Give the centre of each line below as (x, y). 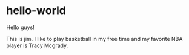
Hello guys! (20, 27)
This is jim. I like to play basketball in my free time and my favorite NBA (94, 39)
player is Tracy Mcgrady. (37, 45)
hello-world (36, 11)
